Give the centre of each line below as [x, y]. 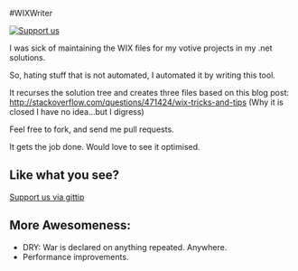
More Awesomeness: [70, 225]
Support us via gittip [47, 197]
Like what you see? [65, 175]
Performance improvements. [75, 257]
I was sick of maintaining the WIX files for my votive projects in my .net [141, 48]
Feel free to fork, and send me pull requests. [92, 129]
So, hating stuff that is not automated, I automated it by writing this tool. [142, 75]
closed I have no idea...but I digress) [77, 112]
